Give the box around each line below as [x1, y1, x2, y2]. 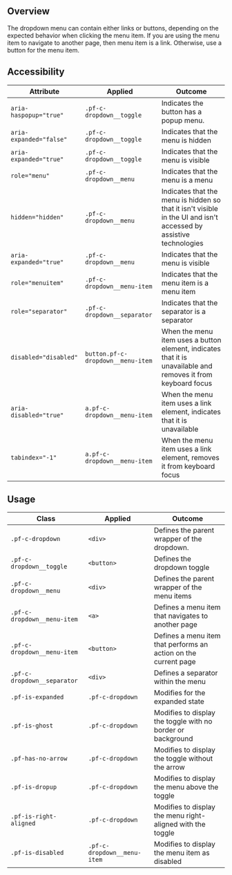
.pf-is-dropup [10, 783, 57, 791]
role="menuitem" [10, 279, 64, 286]
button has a [161, 107, 202, 116]
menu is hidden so [161, 195, 221, 205]
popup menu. [161, 116, 205, 125]
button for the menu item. [7, 46, 80, 54]
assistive [161, 230, 190, 239]
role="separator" [10, 307, 68, 315]
